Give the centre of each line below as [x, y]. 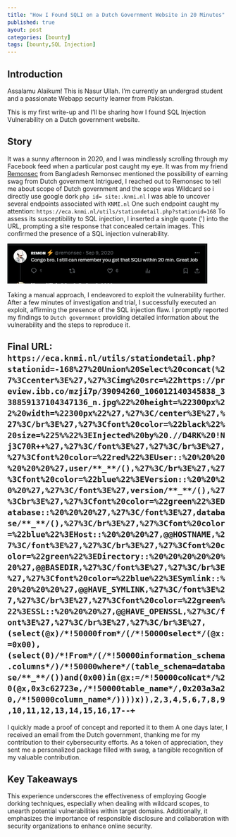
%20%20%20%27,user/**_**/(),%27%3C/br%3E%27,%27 [116, 469]
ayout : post [25, 30]
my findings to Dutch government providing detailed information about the [113, 317]
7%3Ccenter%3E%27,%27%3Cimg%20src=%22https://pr [116, 380]
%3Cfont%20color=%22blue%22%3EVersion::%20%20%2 [116, 479]
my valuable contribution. [44, 757]
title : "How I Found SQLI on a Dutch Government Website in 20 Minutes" [116, 15]
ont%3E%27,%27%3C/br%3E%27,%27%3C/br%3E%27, [107, 622]
